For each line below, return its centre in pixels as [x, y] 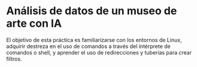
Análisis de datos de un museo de [92, 11]
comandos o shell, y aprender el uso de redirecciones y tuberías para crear [99, 52]
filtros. [14, 59]
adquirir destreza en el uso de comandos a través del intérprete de [88, 46]
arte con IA [34, 23]
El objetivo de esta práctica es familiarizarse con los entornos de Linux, [94, 40]
